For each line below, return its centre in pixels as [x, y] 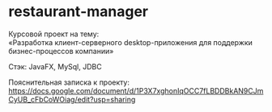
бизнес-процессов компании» [61, 51]
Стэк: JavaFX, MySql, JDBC [55, 66]
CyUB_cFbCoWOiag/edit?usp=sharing [72, 99]
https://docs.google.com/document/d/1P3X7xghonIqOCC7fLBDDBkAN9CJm [136, 90]
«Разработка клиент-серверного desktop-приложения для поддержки [131, 42]
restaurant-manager [79, 12]
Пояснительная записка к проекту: [69, 82]
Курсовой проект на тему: [54, 34]
